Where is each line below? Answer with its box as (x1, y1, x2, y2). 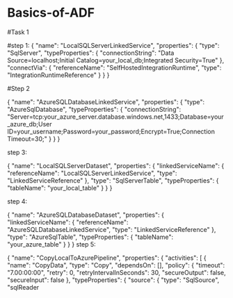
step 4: (7, 197, 28, 206)
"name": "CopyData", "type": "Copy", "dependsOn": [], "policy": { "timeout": (7, 260, 225, 269)
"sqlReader (7, 283, 40, 291)
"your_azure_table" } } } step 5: (7, 240, 96, 248)
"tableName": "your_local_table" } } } (7, 183, 113, 192)
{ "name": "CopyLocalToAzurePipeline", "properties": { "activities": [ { (7, 254, 207, 262)
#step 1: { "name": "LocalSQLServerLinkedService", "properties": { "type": (7, 41, 220, 49)
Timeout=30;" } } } (7, 134, 61, 143)
